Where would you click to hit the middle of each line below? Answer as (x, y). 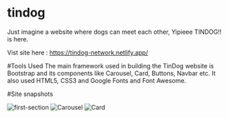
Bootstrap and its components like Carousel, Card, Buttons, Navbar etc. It (112, 73)
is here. (18, 39)
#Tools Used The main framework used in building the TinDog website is (111, 66)
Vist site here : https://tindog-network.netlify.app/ (78, 52)
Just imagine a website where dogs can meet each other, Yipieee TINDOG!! (115, 32)
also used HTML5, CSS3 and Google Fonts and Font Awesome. (97, 80)
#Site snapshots (30, 94)
